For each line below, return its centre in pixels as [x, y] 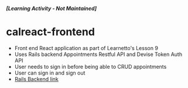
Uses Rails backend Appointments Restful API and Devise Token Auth [98, 54]
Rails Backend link [36, 79]
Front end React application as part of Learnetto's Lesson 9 [86, 48]
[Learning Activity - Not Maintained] [52, 8]
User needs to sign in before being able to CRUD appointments [90, 66]
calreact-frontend [51, 32]
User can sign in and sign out [50, 73]
